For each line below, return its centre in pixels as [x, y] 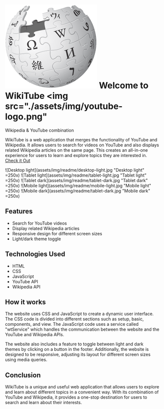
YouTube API [25, 281]
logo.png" [26, 117]
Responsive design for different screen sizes [57, 233]
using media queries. [26, 360]
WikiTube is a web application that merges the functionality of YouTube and [81, 139]
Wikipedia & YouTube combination [40, 130]
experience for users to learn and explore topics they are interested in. [76, 155]
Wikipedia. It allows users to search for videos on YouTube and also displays [82, 145]
